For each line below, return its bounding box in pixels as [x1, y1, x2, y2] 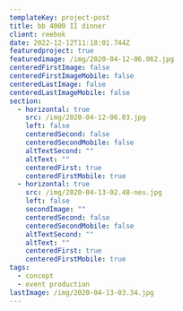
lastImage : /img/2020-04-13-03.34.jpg [9, 288, 154, 297]
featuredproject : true [9, 47, 94, 56]
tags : [9, 263, 30, 272]
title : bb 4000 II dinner [9, 22, 106, 30]
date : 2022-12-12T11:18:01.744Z [9, 38, 130, 48]
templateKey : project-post [9, 13, 110, 22]
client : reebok [9, 30, 66, 39]
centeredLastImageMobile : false [9, 88, 130, 97]
